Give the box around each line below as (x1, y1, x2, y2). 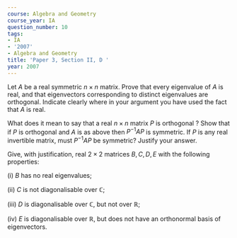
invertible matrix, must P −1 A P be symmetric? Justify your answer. (7, 135, 197, 144)
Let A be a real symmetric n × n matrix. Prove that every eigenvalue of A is (7, 82, 224, 91)
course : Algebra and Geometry (7, 10, 97, 18)
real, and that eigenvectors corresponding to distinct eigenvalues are (7, 90, 209, 98)
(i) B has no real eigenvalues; (7, 171, 92, 179)
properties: (7, 157, 40, 166)
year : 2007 (7, 63, 40, 70)
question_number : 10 (7, 23, 69, 30)
